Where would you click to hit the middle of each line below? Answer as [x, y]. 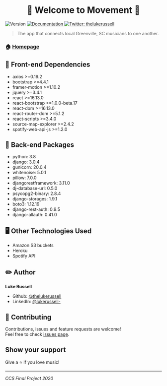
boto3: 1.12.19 [26, 204]
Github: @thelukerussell [37, 296]
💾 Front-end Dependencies [48, 65]
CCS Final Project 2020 [29, 378]
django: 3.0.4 [26, 162]
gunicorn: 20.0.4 [29, 167]
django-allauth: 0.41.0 [35, 215]
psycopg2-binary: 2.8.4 [37, 193]
